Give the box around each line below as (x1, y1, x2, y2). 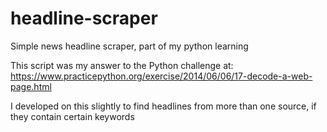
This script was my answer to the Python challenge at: (10, 59, 234, 71)
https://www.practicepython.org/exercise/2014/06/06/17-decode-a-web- (10, 70, 313, 82)
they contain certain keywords (10, 110, 135, 122)
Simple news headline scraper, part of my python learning (10, 40, 249, 52)
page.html (10, 80, 52, 92)
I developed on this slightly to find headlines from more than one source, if (10, 100, 317, 112)
